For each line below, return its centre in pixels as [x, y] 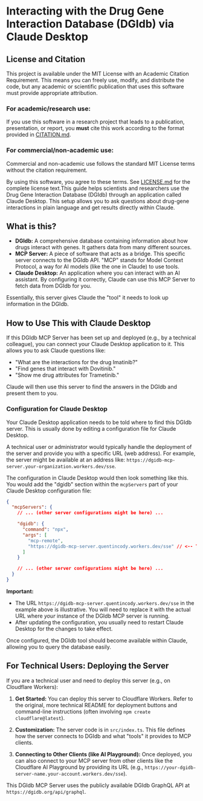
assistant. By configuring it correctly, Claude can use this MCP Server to [105, 280]
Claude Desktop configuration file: [49, 491]
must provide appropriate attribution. [52, 93]
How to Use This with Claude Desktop [79, 323]
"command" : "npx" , [45, 530]
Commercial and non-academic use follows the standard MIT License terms [101, 163]
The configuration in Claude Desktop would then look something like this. [97, 478]
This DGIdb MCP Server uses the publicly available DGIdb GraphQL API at [98, 785]
